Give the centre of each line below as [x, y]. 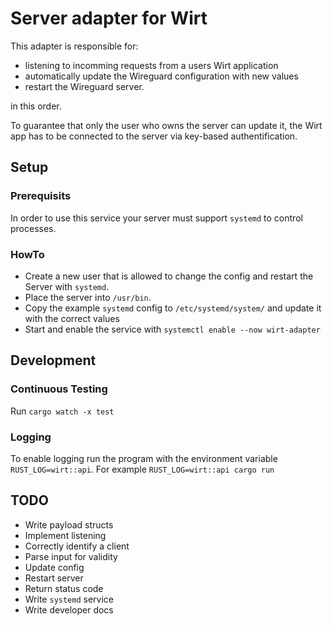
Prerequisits [41, 196]
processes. [33, 228]
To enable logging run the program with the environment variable [144, 458]
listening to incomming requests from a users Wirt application [151, 65]
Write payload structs [69, 524]
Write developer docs [69, 609]
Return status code [64, 588]
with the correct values [72, 318]
